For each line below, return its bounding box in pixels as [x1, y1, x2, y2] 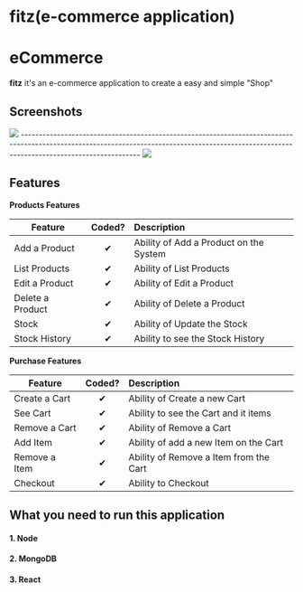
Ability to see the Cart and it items [128, 407, 272, 419]
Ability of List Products [133, 262, 230, 275]
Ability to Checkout [128, 476, 209, 489]
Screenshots [9, 104, 83, 119]
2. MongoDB [9, 553, 57, 564]
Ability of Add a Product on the [133, 236, 264, 249]
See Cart [14, 407, 51, 419]
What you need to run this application [9, 508, 225, 523]
